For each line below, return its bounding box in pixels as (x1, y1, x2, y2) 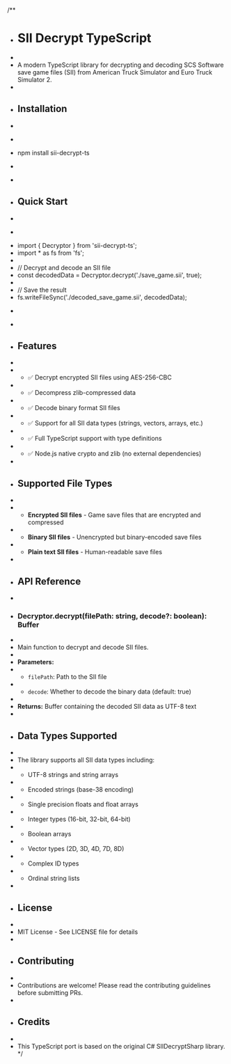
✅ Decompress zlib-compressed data (27, 389, 136, 397)
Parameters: (17, 658, 54, 666)
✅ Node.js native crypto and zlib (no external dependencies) (27, 449, 202, 458)
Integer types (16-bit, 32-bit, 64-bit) (27, 815, 131, 824)
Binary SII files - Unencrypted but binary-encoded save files (27, 533, 202, 542)
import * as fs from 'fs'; (17, 249, 85, 257)
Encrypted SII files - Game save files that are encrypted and (27, 511, 202, 519)
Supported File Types (17, 477, 113, 490)
